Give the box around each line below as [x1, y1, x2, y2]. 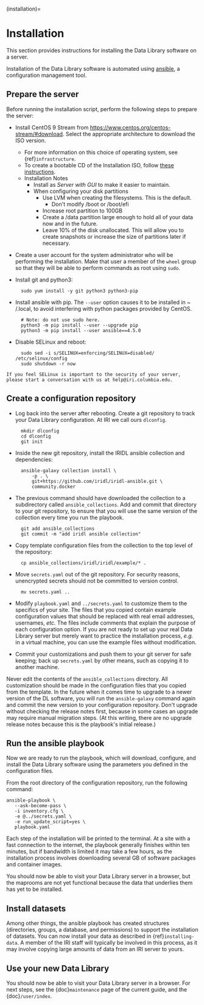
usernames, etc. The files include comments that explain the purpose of [15, 619, 196, 626]
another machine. [15, 663, 60, 670]
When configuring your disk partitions [33, 187, 129, 195]
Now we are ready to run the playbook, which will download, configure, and [6, 754, 196, 762]
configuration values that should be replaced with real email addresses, [15, 612, 195, 620]
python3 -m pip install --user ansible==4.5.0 [21, 327, 141, 333]
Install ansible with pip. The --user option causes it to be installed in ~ [15, 299, 191, 306]
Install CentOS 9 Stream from [15, 123, 89, 131]
